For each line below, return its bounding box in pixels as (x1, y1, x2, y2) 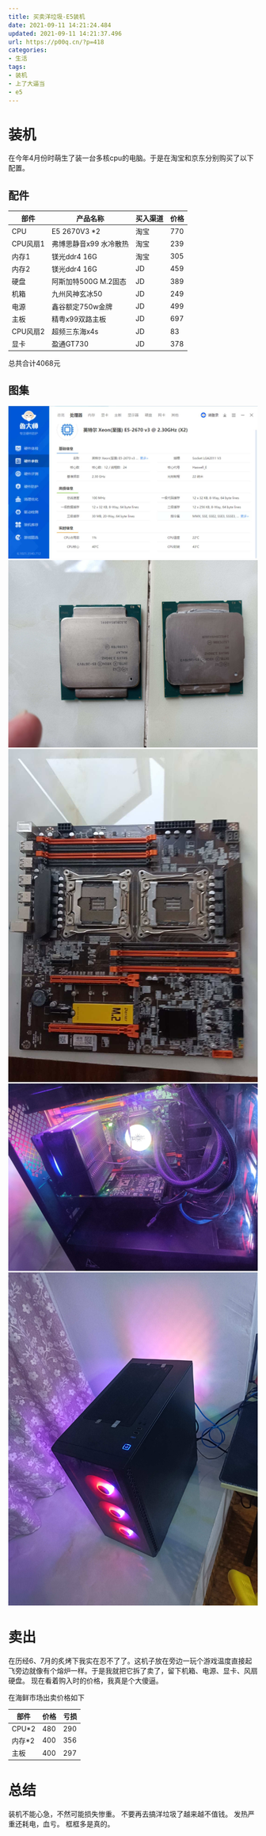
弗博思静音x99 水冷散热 (51, 239, 129, 249)
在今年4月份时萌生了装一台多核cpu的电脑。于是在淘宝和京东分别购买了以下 (8, 153, 254, 163)
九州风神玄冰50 (51, 289, 103, 299)
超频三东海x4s (51, 327, 99, 336)
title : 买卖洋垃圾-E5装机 (8, 13, 85, 21)
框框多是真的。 (65, 1819, 115, 1828)
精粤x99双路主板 (51, 314, 107, 324)
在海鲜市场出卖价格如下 (8, 1692, 85, 1702)
